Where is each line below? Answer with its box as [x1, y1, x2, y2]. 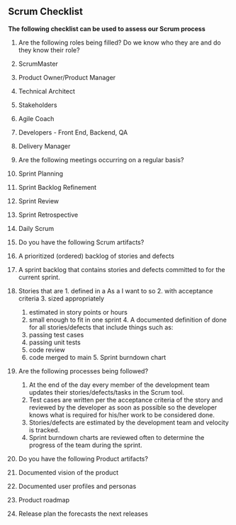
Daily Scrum [18, 224, 55, 232]
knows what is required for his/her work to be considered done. [28, 410, 215, 419]
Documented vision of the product [18, 468, 119, 477]
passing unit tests [28, 338, 81, 346]
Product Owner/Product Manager [18, 73, 116, 81]
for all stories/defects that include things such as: [28, 322, 174, 332]
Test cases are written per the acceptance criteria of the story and [28, 395, 223, 404]
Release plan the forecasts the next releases [18, 509, 148, 518]
